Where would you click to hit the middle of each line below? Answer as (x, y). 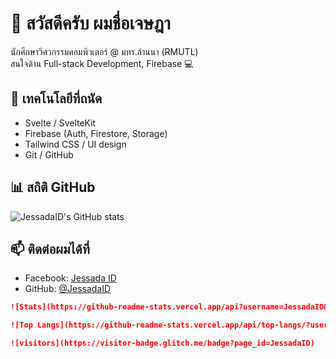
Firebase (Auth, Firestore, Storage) (96, 133)
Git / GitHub (49, 154)
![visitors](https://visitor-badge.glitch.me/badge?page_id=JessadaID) (162, 343)
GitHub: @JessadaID (68, 289)
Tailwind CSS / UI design (75, 144)
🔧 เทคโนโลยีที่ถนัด (56, 98)
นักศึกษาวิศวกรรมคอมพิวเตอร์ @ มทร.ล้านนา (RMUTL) (104, 51)
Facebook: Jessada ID (70, 278)
